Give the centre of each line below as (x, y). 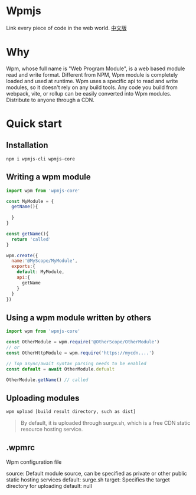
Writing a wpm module (49, 177)
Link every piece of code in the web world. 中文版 (66, 28)
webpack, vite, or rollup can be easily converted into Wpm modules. (89, 93)
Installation (27, 145)
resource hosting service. (52, 430)
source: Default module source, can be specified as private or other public (97, 473)
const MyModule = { (30, 201)
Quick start (34, 124)
